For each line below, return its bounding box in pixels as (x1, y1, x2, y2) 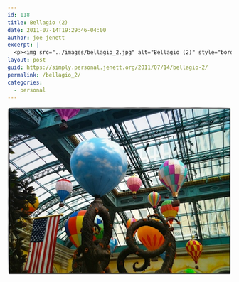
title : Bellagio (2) (7, 18, 69, 26)
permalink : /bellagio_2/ (7, 71, 81, 78)
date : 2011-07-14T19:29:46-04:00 (7, 26, 107, 33)
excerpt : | (7, 41, 40, 49)
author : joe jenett (7, 34, 65, 41)
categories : (7, 79, 43, 86)
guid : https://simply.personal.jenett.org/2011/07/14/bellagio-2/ (7, 64, 208, 71)
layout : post (7, 57, 46, 64)
